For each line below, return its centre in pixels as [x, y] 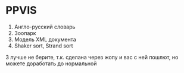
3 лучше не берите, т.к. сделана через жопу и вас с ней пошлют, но [92, 57]
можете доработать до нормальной [51, 64]
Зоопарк [25, 33]
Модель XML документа [45, 39]
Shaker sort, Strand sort [43, 46]
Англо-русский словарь [45, 27]
